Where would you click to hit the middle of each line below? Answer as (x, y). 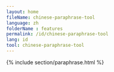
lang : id (17, 40)
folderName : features (34, 28)
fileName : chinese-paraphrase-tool (51, 17)
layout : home (22, 12)
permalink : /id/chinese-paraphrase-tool (58, 34)
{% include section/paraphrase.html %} (55, 62)
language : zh (22, 23)
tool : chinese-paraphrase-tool (45, 46)
